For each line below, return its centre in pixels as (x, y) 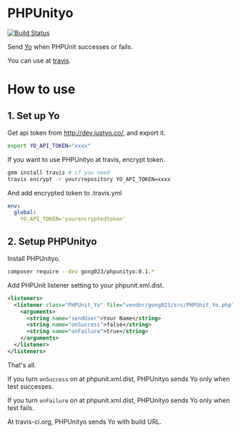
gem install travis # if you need (59, 173)
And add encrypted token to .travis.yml (65, 193)
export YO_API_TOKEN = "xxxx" (49, 146)
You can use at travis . (39, 60)
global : (25, 213)
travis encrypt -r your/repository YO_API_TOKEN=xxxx (89, 179)
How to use (41, 90)
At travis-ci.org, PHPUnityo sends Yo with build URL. (85, 422)
